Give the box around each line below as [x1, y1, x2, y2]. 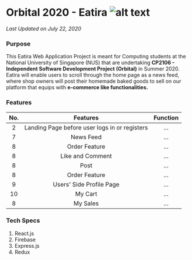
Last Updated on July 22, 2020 [6, 25, 82, 32]
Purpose [6, 40, 31, 48]
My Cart [75, 189, 97, 198]
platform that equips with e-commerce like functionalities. [6, 84, 148, 91]
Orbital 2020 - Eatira [6, 6, 108, 19]
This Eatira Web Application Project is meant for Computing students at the [6, 53, 186, 60]
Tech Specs [6, 216, 40, 224]
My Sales [74, 199, 99, 207]
